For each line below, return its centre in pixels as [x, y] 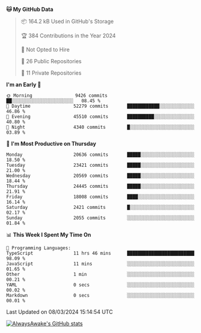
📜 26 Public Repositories [51, 61]
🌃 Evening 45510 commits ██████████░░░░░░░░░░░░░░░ [100, 117]
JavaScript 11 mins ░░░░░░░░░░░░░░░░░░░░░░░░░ [100, 264]
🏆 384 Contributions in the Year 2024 [68, 36]
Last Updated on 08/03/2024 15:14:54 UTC [59, 312]
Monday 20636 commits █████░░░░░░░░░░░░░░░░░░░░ [100, 155]
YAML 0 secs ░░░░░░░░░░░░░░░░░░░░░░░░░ [100, 285]
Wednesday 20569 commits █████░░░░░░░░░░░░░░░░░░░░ [100, 176]
